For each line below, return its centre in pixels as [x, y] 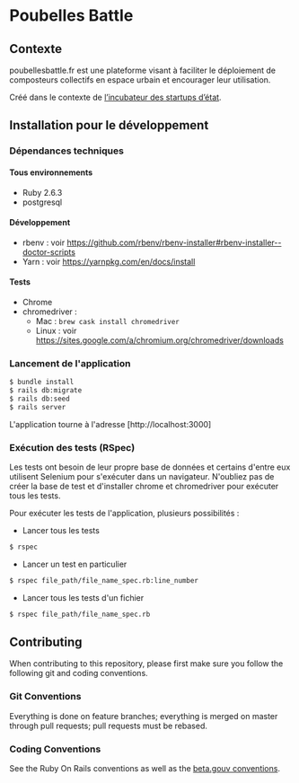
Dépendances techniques [66, 151]
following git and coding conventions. [79, 673]
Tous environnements [51, 172]
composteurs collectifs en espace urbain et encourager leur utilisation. [140, 80]
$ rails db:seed [40, 399]
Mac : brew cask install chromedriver [107, 321]
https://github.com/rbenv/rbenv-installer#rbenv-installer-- [174, 242]
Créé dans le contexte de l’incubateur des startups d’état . [115, 97]
